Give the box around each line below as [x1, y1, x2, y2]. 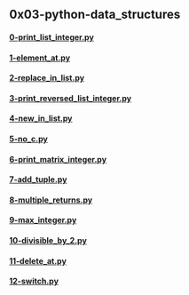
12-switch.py [9, 275, 59, 287]
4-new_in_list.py [9, 113, 73, 124]
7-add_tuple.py [9, 174, 67, 185]
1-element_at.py [9, 52, 71, 63]
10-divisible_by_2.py [9, 235, 87, 245]
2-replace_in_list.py [9, 73, 85, 84]
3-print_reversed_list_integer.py [9, 92, 131, 103]
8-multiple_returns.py [9, 195, 93, 205]
